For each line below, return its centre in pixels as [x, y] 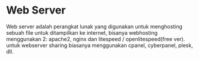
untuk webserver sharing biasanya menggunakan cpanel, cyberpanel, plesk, [99, 45]
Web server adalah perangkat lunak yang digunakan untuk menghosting [94, 26]
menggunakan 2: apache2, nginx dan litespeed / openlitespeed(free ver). [96, 39]
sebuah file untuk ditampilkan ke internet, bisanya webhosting [82, 32]
